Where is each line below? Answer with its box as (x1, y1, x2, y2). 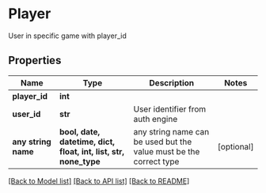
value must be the (133, 146, 200, 157)
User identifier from (133, 104, 207, 115)
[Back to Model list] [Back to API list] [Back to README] (8, 176, 190, 186)
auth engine (133, 113, 178, 124)
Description (149, 77, 195, 88)
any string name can (133, 126, 210, 137)
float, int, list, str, (59, 146, 125, 157)
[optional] (217, 141, 254, 152)
